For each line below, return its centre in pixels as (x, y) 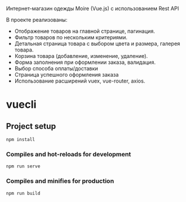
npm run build (23, 193)
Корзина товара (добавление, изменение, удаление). (81, 56)
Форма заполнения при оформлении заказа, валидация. (85, 62)
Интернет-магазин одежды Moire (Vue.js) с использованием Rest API (93, 8)
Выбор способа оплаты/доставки (56, 69)
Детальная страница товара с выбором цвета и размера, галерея (97, 44)
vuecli (21, 105)
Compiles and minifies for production (60, 181)
